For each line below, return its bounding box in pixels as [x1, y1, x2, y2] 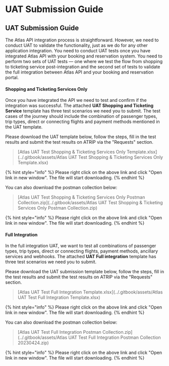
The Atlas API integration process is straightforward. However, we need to [5, 37, 159, 43]
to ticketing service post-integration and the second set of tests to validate [5, 64, 160, 70]
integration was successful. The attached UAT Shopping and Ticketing [5, 102, 154, 109]
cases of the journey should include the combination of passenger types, [5, 113, 157, 119]
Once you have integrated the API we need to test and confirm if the [5, 97, 147, 103]
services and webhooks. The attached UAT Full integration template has [5, 254, 156, 260]
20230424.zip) [17, 340, 49, 346]
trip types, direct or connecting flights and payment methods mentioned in [5, 118, 160, 125]
